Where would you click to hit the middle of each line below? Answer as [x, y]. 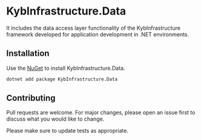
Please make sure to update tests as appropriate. [68, 131]
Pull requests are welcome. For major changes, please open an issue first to [101, 113]
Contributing [31, 98]
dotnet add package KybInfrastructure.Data [62, 79]
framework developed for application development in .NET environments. [98, 34]
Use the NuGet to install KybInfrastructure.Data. [66, 68]
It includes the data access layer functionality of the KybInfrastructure [93, 28]
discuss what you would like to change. [55, 119]
